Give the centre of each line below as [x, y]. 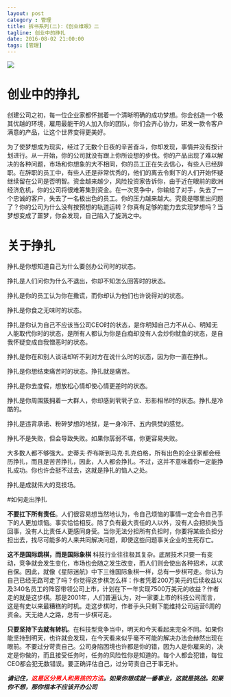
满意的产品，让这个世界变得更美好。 [58, 132]
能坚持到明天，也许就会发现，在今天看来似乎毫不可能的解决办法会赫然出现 [112, 638]
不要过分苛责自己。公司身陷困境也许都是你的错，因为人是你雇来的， [121, 646]
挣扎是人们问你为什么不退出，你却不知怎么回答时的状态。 [88, 281]
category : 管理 [29, 20]
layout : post [26, 13]
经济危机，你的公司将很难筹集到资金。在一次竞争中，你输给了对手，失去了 [112, 189]
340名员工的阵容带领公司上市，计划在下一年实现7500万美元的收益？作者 [116, 588]
